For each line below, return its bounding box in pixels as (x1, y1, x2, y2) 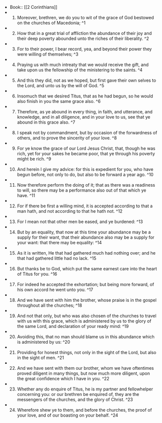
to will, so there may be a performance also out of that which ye (17, 187, 146, 193)
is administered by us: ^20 (17, 339, 70, 345)
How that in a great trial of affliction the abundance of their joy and (17, 31, 152, 36)
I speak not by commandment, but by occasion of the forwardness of (17, 130, 158, 135)
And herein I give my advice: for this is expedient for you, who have (17, 166, 154, 172)
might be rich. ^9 (17, 156, 52, 162)
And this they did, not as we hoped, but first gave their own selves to (17, 77, 156, 83)
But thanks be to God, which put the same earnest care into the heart (17, 266, 157, 271)
